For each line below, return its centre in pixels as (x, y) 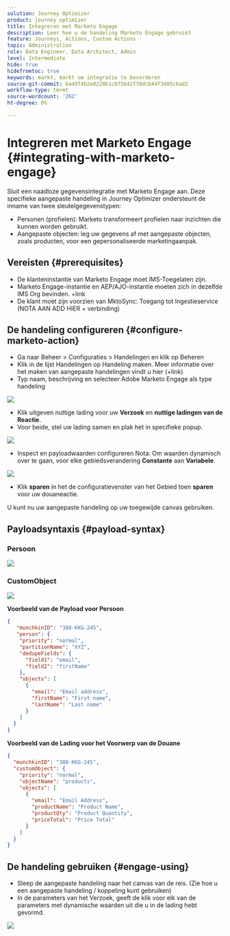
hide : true (23, 65)
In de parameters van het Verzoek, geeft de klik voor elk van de (106, 898)
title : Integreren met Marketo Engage (62, 26)
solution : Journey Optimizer (49, 13)
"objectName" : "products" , (58, 781)
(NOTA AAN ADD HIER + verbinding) (68, 308)
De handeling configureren (66, 330)
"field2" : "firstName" (57, 666)
